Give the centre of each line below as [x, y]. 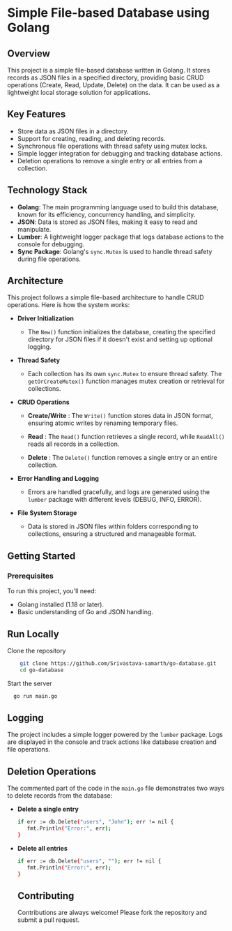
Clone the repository [37, 650]
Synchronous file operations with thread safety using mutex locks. [112, 146]
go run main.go [36, 696]
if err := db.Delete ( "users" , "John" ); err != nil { [95, 822]
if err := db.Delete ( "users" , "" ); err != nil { [89, 861]
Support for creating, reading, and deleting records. [91, 138]
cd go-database [42, 670]
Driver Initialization [46, 318]
